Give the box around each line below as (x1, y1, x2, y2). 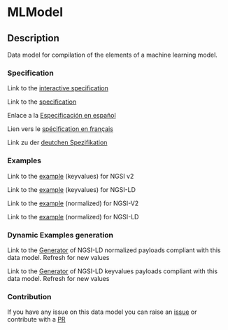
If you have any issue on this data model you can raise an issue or (7, 308, 197, 316)
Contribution (7, 291, 52, 301)
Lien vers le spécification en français (7, 125, 113, 133)
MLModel (7, 4, 64, 20)
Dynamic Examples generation (7, 230, 114, 240)
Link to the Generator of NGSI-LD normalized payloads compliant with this (7, 246, 221, 254)
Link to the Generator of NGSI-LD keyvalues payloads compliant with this (7, 267, 218, 275)
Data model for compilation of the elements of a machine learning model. (7, 50, 218, 59)
